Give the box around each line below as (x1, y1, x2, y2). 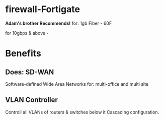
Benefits (5, 48, 42, 59)
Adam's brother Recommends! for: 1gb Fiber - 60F (5, 20, 112, 26)
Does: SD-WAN (5, 68, 54, 76)
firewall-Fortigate (5, 4, 80, 15)
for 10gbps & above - (5, 30, 49, 36)
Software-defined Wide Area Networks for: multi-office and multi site (5, 81, 149, 87)
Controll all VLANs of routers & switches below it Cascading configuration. (5, 109, 159, 115)
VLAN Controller (5, 96, 58, 104)
